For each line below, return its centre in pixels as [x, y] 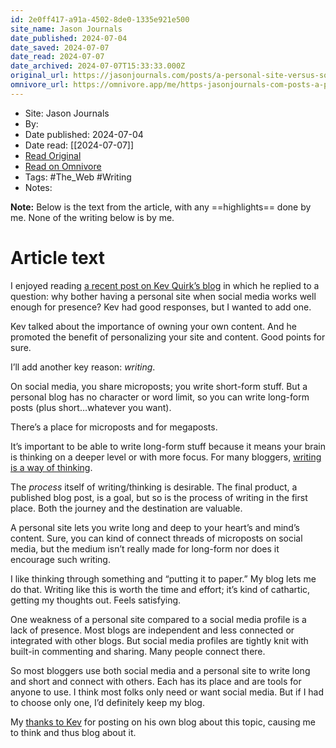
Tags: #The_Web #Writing [78, 177]
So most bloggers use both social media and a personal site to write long [160, 670]
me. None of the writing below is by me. [92, 217]
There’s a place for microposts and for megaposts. [114, 427]
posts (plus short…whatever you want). [91, 407]
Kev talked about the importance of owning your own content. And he [153, 326]
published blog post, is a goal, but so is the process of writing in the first [159, 497]
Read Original [53, 155]
